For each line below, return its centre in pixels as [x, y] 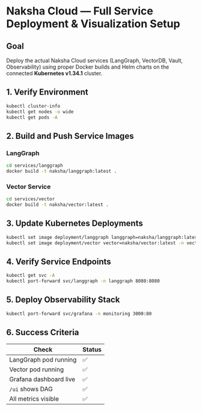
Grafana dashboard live [42, 379]
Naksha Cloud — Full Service [80, 11]
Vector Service [29, 187]
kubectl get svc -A [31, 276]
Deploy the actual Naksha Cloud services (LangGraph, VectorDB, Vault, [95, 60]
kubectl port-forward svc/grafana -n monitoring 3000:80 [79, 314]
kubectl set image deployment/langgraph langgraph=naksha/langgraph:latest [103, 237]
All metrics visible [34, 398]
